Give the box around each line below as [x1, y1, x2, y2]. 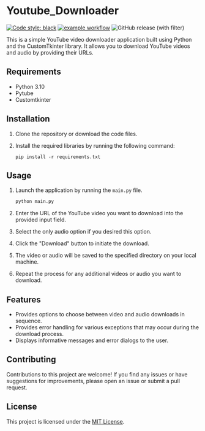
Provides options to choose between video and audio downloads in [15, 311, 185, 318]
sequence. [15, 317, 42, 325]
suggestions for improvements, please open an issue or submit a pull [6, 377, 181, 384]
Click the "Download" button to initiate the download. [15, 240, 150, 247]
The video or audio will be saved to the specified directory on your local [15, 252, 197, 259]
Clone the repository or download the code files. [15, 130, 138, 137]
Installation [6, 114, 50, 124]
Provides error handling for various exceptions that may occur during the [15, 324, 199, 331]
